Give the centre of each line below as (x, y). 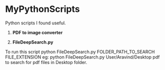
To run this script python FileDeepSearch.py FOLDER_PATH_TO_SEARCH (80, 52)
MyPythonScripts (42, 9)
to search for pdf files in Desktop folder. (46, 62)
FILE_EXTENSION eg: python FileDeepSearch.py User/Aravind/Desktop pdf (82, 57)
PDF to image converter (37, 32)
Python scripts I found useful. (35, 23)
